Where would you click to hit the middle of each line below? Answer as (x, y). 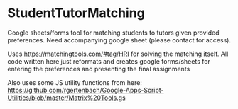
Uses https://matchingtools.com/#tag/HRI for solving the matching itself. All (118, 54)
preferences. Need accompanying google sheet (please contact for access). (119, 40)
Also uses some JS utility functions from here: (75, 82)
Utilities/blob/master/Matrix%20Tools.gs (66, 98)
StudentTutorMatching (76, 13)
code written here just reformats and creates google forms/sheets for (109, 61)
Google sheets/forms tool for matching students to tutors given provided (113, 33)
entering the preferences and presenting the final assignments (99, 69)
